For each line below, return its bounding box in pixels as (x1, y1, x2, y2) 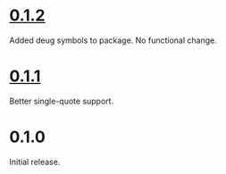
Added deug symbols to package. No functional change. (9, 35, 217, 46)
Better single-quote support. (9, 95, 114, 106)
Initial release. (9, 156, 61, 167)
